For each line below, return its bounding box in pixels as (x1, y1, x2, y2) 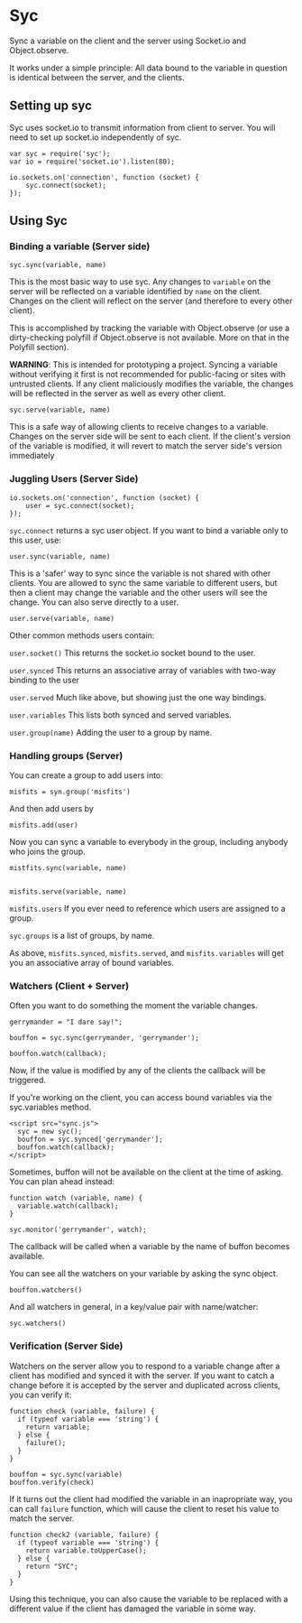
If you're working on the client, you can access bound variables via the (9, 1092, 272, 1103)
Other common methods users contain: (9, 629, 155, 641)
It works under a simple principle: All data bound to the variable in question (9, 62, 288, 73)
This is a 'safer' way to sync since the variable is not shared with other (9, 568, 271, 579)
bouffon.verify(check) (9, 1478, 95, 1487)
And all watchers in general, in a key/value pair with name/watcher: (9, 1302, 259, 1312)
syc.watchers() (9, 1319, 67, 1328)
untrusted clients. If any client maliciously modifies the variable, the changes (9, 378, 294, 389)
